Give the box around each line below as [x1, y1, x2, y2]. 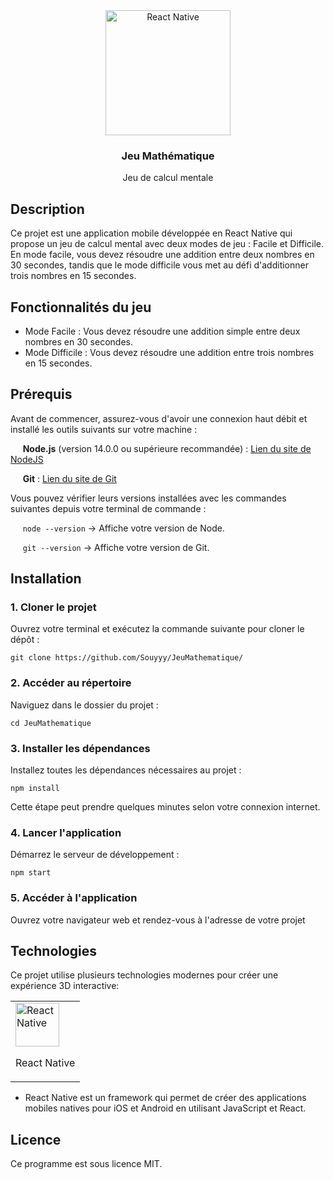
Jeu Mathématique [121, 149, 215, 163]
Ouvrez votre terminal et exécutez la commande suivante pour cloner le [10, 623, 305, 635]
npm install [10, 784, 60, 794]
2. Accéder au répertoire [10, 676, 132, 690]
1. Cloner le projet [10, 600, 97, 614]
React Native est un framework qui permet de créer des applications [24, 1092, 307, 1104]
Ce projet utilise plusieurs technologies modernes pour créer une [10, 969, 279, 981]
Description [10, 200, 85, 218]
